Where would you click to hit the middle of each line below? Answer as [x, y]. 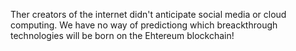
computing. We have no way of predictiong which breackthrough [144, 25]
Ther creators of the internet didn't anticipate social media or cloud [148, 14]
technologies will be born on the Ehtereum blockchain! [122, 35]
